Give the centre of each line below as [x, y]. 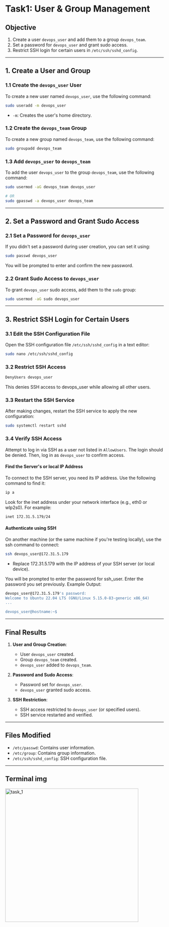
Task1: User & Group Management [78, 9]
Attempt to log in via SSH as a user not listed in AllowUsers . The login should [84, 449]
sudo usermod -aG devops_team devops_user [50, 187]
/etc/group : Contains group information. [54, 753]
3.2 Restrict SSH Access [36, 367]
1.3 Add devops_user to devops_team [48, 161]
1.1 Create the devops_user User [44, 85]
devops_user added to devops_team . [56, 665]
